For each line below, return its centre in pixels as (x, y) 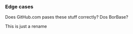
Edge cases (19, 7)
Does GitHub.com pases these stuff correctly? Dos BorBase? (67, 17)
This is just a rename (26, 26)
